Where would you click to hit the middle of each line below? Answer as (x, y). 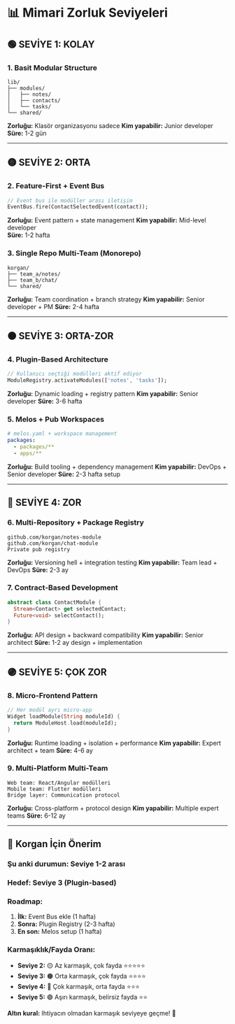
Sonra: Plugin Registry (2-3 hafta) (66, 924)
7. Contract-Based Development (63, 588)
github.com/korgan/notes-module (54, 537)
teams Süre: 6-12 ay (37, 816)
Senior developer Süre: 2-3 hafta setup (64, 474)
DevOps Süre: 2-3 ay (38, 569)
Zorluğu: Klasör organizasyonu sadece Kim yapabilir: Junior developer (110, 125)
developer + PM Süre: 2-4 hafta (54, 306)
